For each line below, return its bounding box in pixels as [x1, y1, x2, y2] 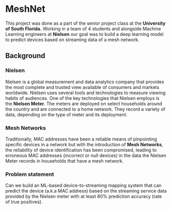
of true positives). [5, 199, 43, 205]
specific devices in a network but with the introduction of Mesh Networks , [5, 141, 163, 147]
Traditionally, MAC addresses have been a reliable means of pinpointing [5, 136, 158, 142]
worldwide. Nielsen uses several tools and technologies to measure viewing [5, 90, 166, 96]
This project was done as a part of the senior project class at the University [5, 20, 166, 26]
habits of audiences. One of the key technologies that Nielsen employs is [5, 95, 160, 101]
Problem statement [5, 170, 54, 178]
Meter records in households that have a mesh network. [5, 157, 124, 164]
